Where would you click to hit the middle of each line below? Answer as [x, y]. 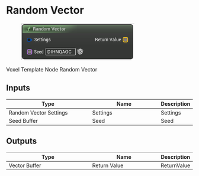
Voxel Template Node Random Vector [52, 69]
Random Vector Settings [38, 112]
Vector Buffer [25, 165]
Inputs [18, 88]
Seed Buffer [23, 120]
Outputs [22, 141]
